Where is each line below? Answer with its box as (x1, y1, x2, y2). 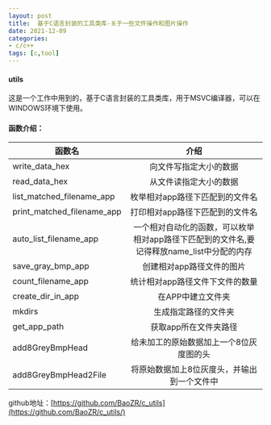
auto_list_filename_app (12, 233, 99, 244)
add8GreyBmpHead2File (12, 369, 107, 381)
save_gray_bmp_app (12, 260, 90, 272)
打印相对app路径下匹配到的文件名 (130, 206, 258, 218)
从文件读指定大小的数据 (149, 177, 240, 188)
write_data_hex (12, 160, 70, 172)
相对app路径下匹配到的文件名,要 (132, 234, 256, 245)
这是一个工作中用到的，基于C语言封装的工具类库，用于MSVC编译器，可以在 (8, 94, 261, 103)
